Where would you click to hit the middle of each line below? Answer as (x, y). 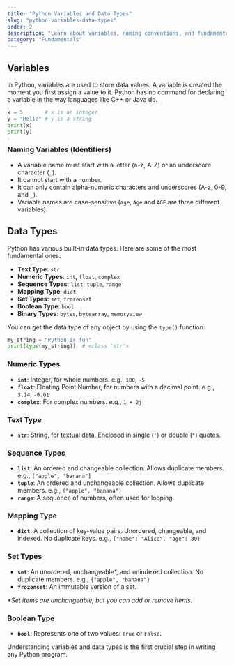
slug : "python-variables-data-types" (62, 20)
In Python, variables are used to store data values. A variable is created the (115, 84)
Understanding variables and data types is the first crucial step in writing (111, 647)
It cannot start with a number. (60, 179)
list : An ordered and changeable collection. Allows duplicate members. (121, 468)
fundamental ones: (34, 255)
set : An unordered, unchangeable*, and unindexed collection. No (110, 571)
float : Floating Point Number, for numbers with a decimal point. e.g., (116, 387)
